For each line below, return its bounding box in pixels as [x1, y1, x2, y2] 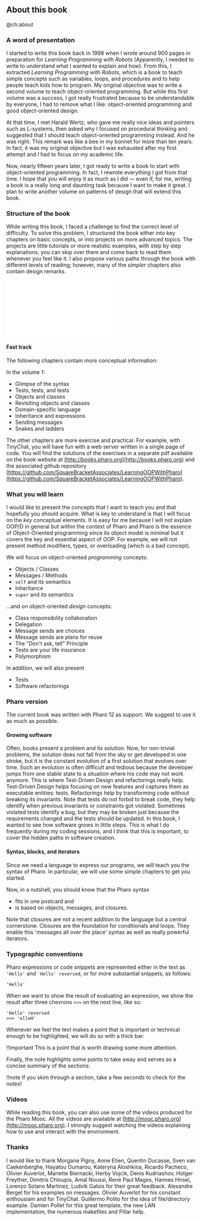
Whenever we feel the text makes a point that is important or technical [6, 1026, 180, 1033]
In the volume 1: [6, 368, 45, 376]
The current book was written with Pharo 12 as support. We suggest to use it [6, 711, 196, 718]
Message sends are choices [14, 627, 85, 634]
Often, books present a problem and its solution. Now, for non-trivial [6, 745, 175, 752]
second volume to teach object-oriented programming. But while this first [6, 88, 188, 95]
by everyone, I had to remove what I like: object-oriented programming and [6, 101, 192, 108]
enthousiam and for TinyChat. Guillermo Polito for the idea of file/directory [6, 1195, 191, 1202]
